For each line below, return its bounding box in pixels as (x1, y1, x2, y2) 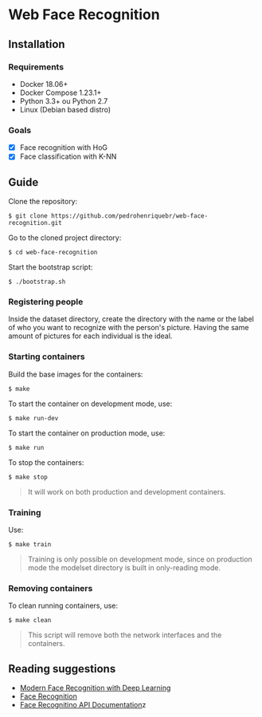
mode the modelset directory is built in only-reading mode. (27, 563, 221, 572)
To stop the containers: (8, 457, 84, 467)
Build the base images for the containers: (8, 369, 143, 379)
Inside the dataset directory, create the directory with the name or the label (8, 314, 255, 324)
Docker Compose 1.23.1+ (19, 88, 102, 97)
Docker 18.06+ (19, 79, 68, 89)
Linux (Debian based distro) (19, 104, 111, 114)
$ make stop (8, 473, 48, 481)
